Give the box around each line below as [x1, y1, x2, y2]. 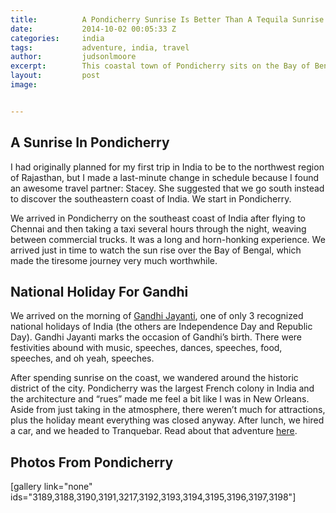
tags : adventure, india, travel [10, 42, 190, 53]
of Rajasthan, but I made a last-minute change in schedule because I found [10, 171, 320, 183]
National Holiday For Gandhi [10, 283, 189, 300]
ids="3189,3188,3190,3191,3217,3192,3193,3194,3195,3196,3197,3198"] [10, 491, 297, 503]
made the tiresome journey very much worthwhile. [10, 254, 218, 266]
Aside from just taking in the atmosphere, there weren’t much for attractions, [10, 404, 326, 416]
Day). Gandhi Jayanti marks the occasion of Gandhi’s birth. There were [10, 331, 303, 343]
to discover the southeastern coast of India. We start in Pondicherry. [10, 192, 292, 205]
